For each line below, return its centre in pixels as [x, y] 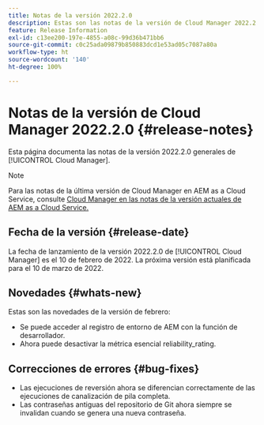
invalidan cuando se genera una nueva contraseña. [103, 413]
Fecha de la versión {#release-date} [99, 233]
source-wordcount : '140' [49, 60]
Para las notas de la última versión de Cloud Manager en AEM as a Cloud [127, 190]
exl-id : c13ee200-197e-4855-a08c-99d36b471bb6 [86, 38]
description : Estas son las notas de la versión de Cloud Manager [120, 23]
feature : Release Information [58, 30]
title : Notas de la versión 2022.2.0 [70, 15]
